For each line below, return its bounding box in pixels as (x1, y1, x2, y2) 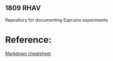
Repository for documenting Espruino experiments (5, 17, 108, 23)
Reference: (5, 34, 52, 45)
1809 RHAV (5, 4, 41, 12)
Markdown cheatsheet (5, 50, 51, 56)
